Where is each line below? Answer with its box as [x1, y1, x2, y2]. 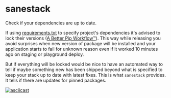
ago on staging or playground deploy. [5, 51, 84, 57]
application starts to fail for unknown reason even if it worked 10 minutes [5, 46, 158, 52]
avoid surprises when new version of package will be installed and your [5, 40, 156, 46]
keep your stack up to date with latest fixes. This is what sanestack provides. [5, 72, 166, 78]
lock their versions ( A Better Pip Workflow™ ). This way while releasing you [5, 35, 161, 41]
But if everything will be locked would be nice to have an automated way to [5, 61, 163, 67]
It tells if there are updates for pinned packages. [5, 77, 106, 83]
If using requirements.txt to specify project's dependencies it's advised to [5, 29, 161, 36]
